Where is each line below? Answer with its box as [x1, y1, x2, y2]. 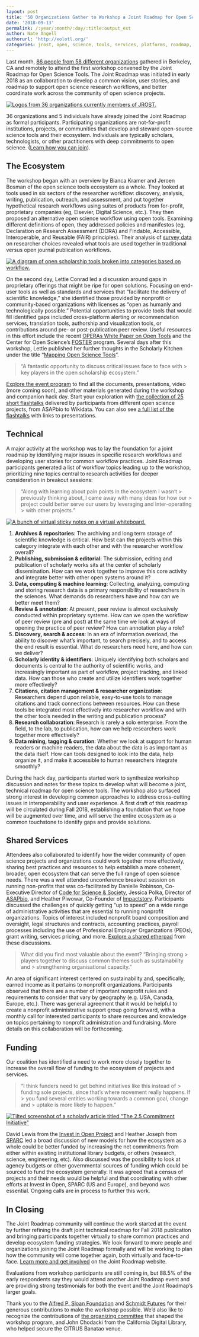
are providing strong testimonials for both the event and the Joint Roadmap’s [6, 1282, 193, 1289]
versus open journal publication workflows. [6, 246, 111, 253]
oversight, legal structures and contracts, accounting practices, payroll [6, 920, 179, 928]
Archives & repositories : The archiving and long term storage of [14, 529, 172, 537]
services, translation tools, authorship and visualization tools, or [6, 320, 162, 327]
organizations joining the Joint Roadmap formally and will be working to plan [6, 1245, 192, 1252]
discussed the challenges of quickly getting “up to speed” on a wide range [6, 902, 188, 909]
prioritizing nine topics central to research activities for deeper [6, 470, 159, 477]
